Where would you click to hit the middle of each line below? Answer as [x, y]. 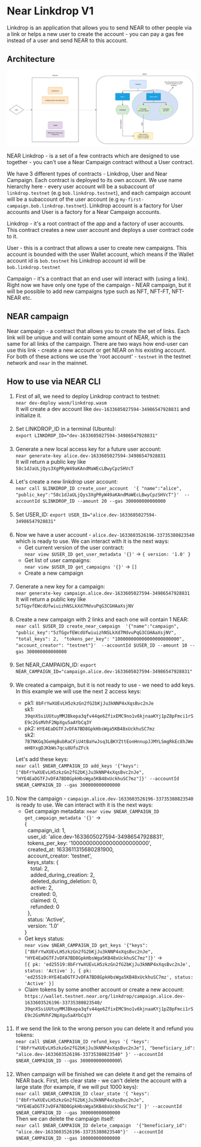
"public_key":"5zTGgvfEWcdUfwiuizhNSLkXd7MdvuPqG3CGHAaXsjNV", [96, 633]
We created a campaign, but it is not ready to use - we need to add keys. [105, 685]
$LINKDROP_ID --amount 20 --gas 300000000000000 [104, 502]
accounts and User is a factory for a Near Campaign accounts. [84, 212]
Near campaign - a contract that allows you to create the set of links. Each [98, 331]
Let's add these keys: [42, 759]
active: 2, [42, 888]
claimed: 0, [44, 900]
